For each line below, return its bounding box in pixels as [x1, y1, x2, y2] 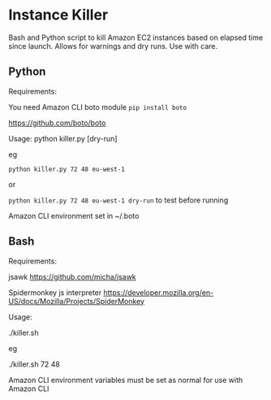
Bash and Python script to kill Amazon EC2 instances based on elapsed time [8, 33, 264, 42]
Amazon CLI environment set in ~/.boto [8, 211, 140, 220]
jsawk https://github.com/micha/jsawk [8, 272, 136, 281]
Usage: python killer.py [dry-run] [8, 133, 118, 143]
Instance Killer [8, 6, 109, 24]
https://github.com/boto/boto [8, 118, 106, 128]
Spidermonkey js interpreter [8, 287, 102, 298]
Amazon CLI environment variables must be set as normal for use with [8, 375, 243, 385]
